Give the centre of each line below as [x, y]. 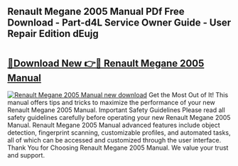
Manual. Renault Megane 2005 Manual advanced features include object [114, 125]
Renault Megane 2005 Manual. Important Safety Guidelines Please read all [116, 110]
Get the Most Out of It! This [189, 95]
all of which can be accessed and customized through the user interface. [114, 140]
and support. [26, 155]
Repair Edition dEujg [53, 34]
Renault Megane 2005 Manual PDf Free [96, 12]
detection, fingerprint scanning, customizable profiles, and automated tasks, [119, 133]
